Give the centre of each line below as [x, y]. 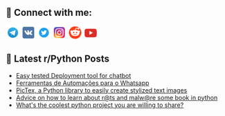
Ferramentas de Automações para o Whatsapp [82, 83]
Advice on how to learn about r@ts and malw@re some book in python [117, 97]
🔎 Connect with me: [49, 13]
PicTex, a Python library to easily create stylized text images [101, 90]
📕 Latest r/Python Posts [58, 59]
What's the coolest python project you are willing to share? [100, 105]
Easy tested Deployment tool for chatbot [73, 75]
